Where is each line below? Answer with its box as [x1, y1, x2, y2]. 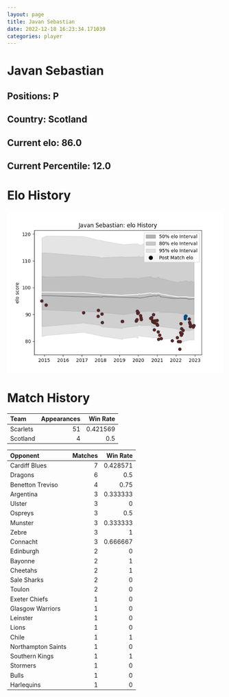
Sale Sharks [10, 576, 44, 584]
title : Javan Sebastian [7, 18, 75, 25]
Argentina [10, 490, 38, 498]
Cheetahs [10, 566, 38, 574]
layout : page [7, 11, 45, 18]
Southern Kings [10, 652, 54, 661]
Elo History [7, 188, 71, 204]
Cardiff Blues [10, 461, 47, 469]
